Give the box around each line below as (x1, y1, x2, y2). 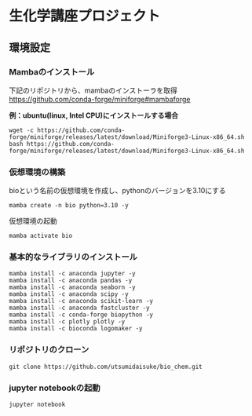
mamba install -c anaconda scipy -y (9, 290, 129, 298)
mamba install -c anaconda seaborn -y (9, 283, 136, 291)
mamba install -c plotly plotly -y (9, 318, 126, 326)
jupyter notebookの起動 (9, 382, 100, 393)
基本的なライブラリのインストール (9, 252, 138, 263)
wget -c (9, 126, 35, 134)
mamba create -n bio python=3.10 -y (9, 202, 129, 210)
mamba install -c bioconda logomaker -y (9, 325, 144, 333)
